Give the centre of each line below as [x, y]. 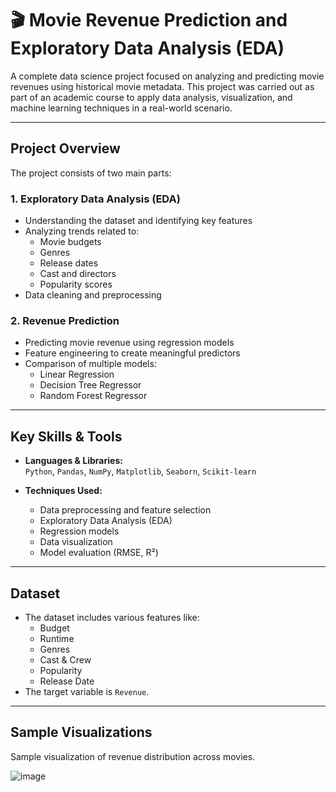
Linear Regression [77, 374]
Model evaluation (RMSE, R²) [99, 553]
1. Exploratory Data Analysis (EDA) [95, 199]
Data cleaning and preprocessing [93, 295]
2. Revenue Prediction [65, 320]
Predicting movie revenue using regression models [129, 343]
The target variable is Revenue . [87, 691]
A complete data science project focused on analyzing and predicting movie [167, 76]
